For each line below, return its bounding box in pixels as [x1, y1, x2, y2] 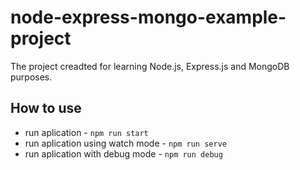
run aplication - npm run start [24, 126, 149, 138]
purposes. [10, 71, 53, 83]
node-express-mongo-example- [10, 6, 287, 29]
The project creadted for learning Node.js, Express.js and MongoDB [10, 60, 290, 72]
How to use [10, 100, 82, 117]
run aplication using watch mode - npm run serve [24, 137, 227, 149]
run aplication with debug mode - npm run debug [24, 147, 223, 160]
